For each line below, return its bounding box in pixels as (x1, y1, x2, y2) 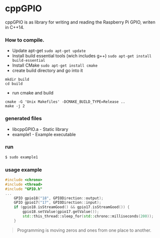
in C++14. (5, 24, 24, 30)
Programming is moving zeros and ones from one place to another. (17, 227, 152, 233)
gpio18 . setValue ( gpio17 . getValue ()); (22, 209, 99, 214)
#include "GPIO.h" (5, 187, 42, 191)
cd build (5, 81, 23, 86)
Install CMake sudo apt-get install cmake (12, 62, 98, 69)
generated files (5, 115, 42, 122)
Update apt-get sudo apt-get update (12, 48, 86, 54)
